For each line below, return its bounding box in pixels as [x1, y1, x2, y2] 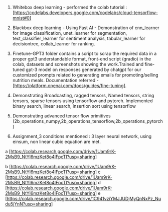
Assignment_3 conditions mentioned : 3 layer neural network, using [12, 133, 152, 139]
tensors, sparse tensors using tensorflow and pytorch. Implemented [12, 98, 153, 104]
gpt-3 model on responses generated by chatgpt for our [26, 66, 142, 73]
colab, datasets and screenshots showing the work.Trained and [12, 61, 144, 67]
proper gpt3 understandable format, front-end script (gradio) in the [12, 56, 151, 62]
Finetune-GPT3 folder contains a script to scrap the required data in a [12, 50, 157, 56]
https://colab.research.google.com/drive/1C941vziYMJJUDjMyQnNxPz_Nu [7, 196, 161, 201]
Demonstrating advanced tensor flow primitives [12, 113, 111, 119]
